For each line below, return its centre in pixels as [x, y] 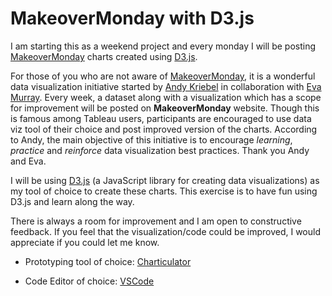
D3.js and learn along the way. [72, 201]
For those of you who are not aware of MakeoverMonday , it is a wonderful [163, 76]
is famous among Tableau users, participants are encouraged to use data [161, 118]
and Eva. [28, 161]
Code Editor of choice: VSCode [89, 281]
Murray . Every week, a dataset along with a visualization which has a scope [166, 97]
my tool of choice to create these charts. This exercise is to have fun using [164, 191]
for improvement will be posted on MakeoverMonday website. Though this [165, 108]
